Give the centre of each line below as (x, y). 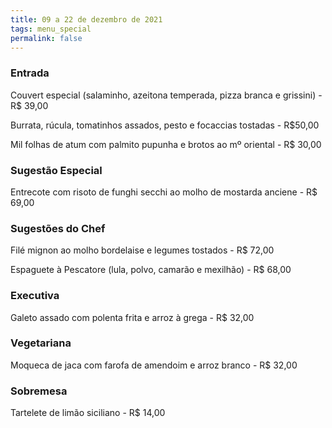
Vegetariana (41, 343)
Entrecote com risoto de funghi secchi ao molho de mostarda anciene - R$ (164, 192)
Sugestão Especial (56, 170)
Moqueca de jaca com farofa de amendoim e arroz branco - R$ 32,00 (154, 365)
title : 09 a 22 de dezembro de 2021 (86, 19)
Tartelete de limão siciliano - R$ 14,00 (88, 413)
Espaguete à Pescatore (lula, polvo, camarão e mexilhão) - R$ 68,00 (151, 270)
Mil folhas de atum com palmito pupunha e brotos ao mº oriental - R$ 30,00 (166, 144)
